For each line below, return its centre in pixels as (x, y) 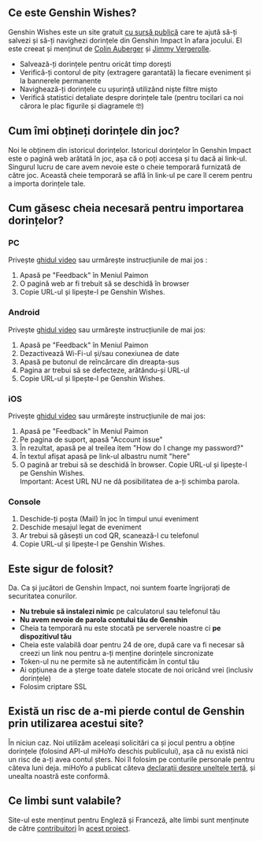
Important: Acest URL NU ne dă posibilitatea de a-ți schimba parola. (130, 481)
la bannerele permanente (60, 80)
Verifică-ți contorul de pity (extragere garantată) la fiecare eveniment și (135, 72)
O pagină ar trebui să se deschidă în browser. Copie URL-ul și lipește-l (133, 465)
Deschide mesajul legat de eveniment (80, 528)
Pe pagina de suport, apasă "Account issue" (91, 439)
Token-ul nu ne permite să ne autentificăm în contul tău (109, 661)
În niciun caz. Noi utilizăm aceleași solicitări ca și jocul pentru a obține (122, 743)
